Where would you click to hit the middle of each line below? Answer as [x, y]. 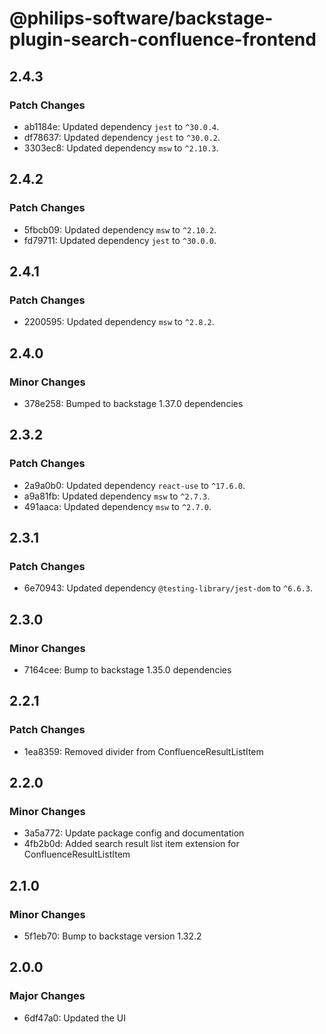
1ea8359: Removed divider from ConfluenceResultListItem [143, 751]
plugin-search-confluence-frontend [163, 39]
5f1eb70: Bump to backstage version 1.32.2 [112, 936]
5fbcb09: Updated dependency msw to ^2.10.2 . [120, 229]
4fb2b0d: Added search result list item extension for [131, 844]
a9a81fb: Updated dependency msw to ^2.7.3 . [117, 496]
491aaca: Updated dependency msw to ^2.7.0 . [117, 506]
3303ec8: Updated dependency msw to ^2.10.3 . [121, 148]
